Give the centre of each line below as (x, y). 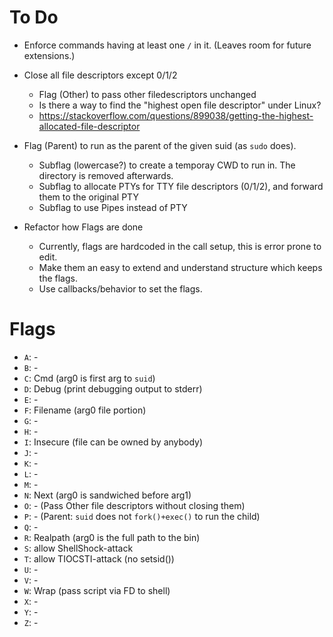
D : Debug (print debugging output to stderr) (113, 388)
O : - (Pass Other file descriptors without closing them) (134, 505)
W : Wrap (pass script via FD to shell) (97, 590)
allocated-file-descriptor (89, 126)
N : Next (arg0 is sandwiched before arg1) (107, 495)
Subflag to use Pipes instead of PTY (113, 207)
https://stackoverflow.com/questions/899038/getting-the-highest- (176, 115)
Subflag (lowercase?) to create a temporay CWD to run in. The (167, 165)
